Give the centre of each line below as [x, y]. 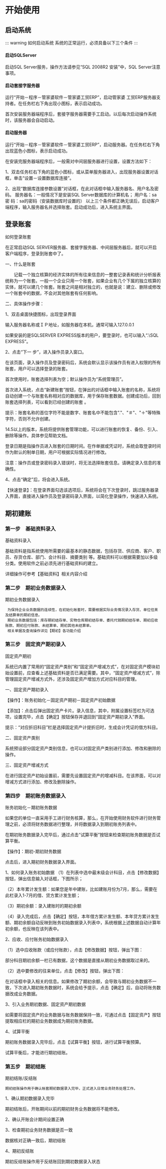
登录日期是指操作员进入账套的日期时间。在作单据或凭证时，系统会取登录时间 [83, 446]
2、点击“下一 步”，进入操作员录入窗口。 [46, 352]
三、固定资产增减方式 [27, 765]
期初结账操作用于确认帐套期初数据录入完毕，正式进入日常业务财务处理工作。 [71, 1089]
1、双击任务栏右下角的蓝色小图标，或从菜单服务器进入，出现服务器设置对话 [82, 172]
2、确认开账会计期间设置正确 [35, 1119]
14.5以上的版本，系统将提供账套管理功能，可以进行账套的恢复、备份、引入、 [83, 429]
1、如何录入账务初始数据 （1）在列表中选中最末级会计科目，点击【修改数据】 [82, 872]
